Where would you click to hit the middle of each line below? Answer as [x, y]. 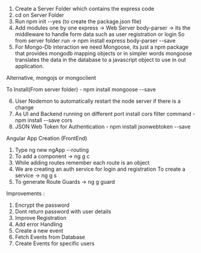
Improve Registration [40, 218]
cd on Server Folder [40, 15]
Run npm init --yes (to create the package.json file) [78, 21]
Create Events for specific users [55, 243]
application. [29, 66]
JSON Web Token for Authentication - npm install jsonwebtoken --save [103, 126]
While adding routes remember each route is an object [82, 163]
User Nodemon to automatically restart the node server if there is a [98, 101]
